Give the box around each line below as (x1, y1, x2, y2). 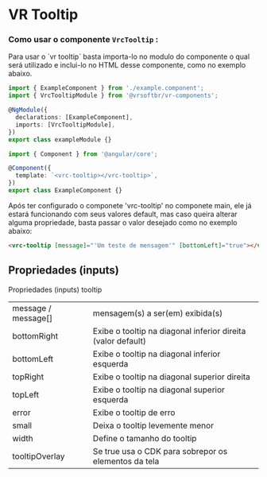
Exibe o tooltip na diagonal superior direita (92, 371, 250, 382)
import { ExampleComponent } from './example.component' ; (8, 84, 204, 92)
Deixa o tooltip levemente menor (92, 420, 215, 431)
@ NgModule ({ (8, 106, 48, 114)
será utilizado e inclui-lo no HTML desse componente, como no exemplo (8, 60, 246, 70)
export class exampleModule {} (8, 135, 112, 144)
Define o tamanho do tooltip (92, 432, 197, 444)
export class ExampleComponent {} (8, 187, 123, 195)
